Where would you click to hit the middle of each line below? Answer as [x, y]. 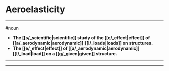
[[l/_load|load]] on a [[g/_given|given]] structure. [65, 53]
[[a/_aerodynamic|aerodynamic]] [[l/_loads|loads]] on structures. [83, 43]
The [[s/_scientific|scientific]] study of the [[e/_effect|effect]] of [81, 38]
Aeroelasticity [35, 9]
